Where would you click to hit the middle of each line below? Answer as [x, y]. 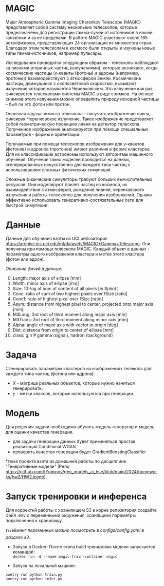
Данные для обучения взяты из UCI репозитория [56, 238]
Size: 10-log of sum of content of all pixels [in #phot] [65, 288]
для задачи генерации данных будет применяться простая [74, 441]
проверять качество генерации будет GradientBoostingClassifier [79, 452]
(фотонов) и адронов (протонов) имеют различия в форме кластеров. [78, 149]
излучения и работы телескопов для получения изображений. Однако [79, 195]
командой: [24, 552]
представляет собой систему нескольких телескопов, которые [72, 27]
